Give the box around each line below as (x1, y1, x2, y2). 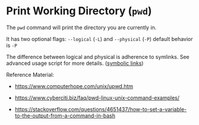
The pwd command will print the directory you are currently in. (6, 24, 157, 31)
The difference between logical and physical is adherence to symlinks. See (6, 53, 189, 60)
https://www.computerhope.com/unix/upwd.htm (14, 82, 134, 90)
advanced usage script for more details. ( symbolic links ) (6, 60, 144, 67)
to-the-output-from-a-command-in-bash (14, 112, 116, 119)
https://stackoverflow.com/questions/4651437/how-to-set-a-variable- (14, 105, 187, 112)
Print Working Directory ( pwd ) (6, 4, 153, 18)
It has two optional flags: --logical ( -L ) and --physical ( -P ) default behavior (6, 35, 193, 42)
